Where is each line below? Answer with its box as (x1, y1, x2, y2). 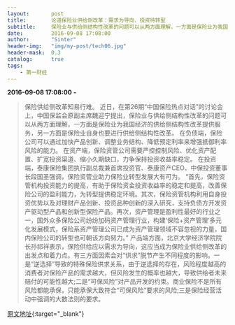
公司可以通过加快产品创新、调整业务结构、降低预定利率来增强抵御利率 (24, 137, 227, 145)
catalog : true (7, 56, 64, 63)
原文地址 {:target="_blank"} (7, 309, 85, 318)
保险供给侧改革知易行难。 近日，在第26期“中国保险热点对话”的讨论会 (24, 102, 224, 110)
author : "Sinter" (7, 36, 77, 43)
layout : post (7, 10, 64, 17)
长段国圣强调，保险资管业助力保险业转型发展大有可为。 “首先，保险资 (24, 172, 225, 180)
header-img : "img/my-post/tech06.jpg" (7, 43, 127, 50)
